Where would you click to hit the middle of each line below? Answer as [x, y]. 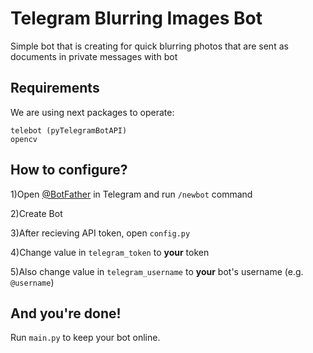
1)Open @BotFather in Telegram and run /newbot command [131, 194]
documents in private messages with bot [94, 56]
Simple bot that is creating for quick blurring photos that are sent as [149, 46]
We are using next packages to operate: [92, 112]
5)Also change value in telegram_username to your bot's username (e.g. [157, 271]
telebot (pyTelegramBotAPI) [69, 130]
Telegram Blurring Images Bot [136, 18]
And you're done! [66, 313]
